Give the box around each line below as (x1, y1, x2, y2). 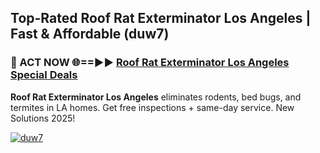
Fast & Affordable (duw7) (10, 26, 170, 43)
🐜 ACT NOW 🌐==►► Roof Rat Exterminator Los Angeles (10, 56, 290, 70)
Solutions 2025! (10, 112, 76, 124)
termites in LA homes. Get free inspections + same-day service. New (10, 101, 295, 113)
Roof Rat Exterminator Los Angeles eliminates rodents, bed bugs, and (10, 91, 302, 103)
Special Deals (10, 68, 78, 82)
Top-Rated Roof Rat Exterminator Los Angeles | (10, 10, 312, 27)
